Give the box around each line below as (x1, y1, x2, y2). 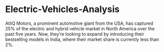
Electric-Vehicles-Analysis (5, 4, 120, 15)
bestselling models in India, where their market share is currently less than (5, 36, 159, 42)
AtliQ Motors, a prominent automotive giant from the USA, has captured (5, 20, 153, 26)
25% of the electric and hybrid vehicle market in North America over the (5, 25, 155, 31)
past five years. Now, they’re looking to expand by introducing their (5, 31, 144, 37)
